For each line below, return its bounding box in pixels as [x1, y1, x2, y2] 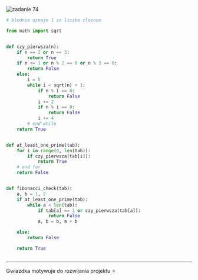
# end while [27, 121, 57, 127]
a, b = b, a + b [37, 218, 78, 224]
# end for [16, 164, 41, 170]
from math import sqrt [6, 28, 62, 34]
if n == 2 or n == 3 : [16, 49, 70, 55]
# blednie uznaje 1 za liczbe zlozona [6, 17, 101, 23]
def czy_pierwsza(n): [6, 44, 60, 50]
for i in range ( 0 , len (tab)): [16, 147, 91, 153]
